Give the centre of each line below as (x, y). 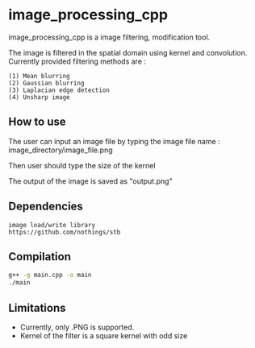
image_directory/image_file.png (61, 150)
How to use (37, 122)
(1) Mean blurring (39, 76)
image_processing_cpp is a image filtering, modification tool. (109, 37)
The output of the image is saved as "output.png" (90, 181)
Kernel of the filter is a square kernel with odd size (104, 335)
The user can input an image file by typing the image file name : (114, 141)
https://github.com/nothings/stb (65, 232)
